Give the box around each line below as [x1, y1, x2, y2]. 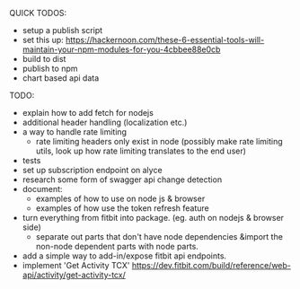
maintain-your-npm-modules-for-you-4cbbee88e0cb [22, 44, 221, 55]
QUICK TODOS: [9, 8, 67, 18]
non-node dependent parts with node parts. [35, 241, 199, 251]
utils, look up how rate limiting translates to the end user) [35, 145, 247, 156]
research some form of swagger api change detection [22, 174, 223, 185]
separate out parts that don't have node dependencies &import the [35, 232, 283, 241]
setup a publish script [22, 25, 103, 35]
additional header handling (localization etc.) [22, 117, 188, 127]
